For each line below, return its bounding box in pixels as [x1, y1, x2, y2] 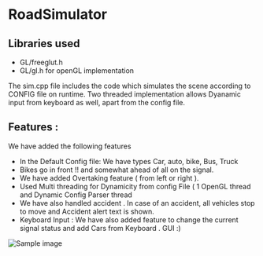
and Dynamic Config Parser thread [19, 190, 132, 199]
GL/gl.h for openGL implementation [19, 66, 135, 75]
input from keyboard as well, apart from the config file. [8, 98, 185, 107]
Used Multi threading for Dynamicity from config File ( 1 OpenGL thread [19, 181, 251, 191]
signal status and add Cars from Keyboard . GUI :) [19, 223, 181, 232]
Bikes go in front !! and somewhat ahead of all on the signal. [19, 165, 214, 174]
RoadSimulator [8, 5, 108, 24]
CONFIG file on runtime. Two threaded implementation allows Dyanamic [8, 90, 242, 99]
